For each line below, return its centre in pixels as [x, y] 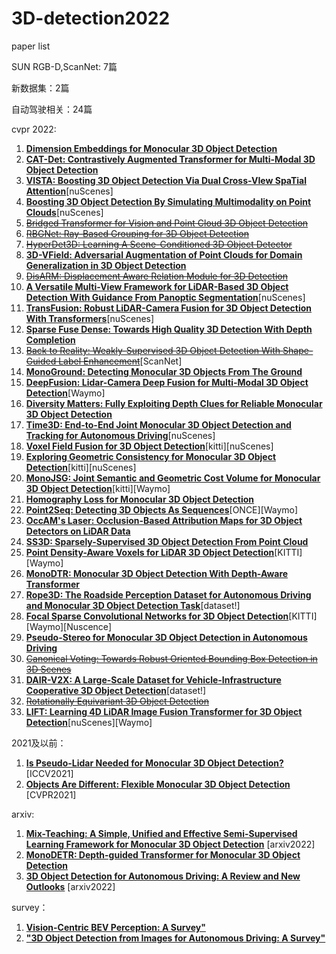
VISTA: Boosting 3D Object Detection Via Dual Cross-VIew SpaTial [166, 180]
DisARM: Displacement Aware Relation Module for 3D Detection [156, 276]
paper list [31, 46]
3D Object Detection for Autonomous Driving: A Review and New [163, 876]
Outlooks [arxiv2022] [70, 886]
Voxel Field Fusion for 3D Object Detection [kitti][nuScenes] [149, 446]
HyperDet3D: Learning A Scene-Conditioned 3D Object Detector [159, 244]
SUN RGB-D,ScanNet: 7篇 [64, 66]
